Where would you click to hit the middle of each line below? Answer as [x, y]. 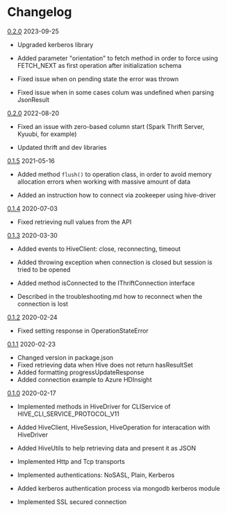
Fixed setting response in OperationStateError [83, 331]
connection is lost [42, 304]
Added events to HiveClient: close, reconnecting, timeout [99, 249]
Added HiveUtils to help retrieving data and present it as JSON [107, 448]
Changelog [40, 12]
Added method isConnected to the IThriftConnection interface [106, 283]
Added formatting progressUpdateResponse [81, 372]
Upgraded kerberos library [55, 44]
